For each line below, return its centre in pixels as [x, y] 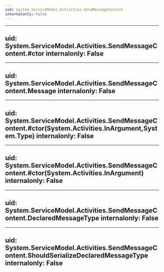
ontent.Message [31, 91]
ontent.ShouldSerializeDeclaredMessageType [77, 255]
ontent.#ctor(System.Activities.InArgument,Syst [81, 128]
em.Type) [20, 136]
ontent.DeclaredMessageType [52, 218]
